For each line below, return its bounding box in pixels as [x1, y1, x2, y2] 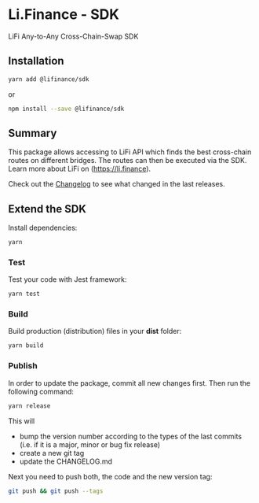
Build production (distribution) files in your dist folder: [8, 327, 182, 336]
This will [8, 416, 35, 426]
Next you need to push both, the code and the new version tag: [8, 472, 213, 481]
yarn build [8, 342, 44, 350]
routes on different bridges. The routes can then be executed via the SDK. [8, 156, 247, 165]
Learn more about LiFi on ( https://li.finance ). [8, 164, 151, 174]
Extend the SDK [8, 202, 86, 216]
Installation [8, 54, 64, 68]
